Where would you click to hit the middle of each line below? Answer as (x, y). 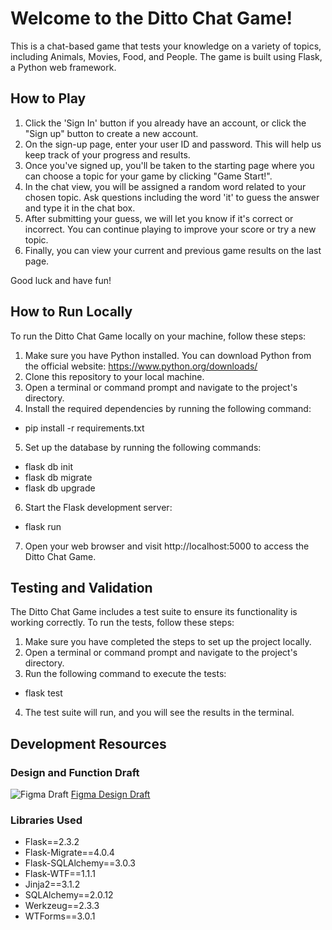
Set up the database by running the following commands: (143, 447)
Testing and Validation (81, 587)
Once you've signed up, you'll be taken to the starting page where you (169, 165)
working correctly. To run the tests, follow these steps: (122, 623)
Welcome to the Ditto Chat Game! (151, 18)
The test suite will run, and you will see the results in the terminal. (159, 713)
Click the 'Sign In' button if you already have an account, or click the (165, 123)
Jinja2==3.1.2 (52, 884)
